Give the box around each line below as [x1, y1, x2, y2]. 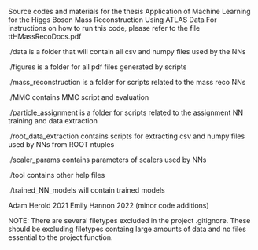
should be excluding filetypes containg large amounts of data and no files [8, 224, 246, 233]
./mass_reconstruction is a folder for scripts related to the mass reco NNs [8, 78, 246, 86]
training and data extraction [8, 116, 98, 125]
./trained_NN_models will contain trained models [8, 186, 165, 195]
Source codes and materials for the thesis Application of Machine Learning [8, 7, 251, 16]
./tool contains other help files [8, 171, 105, 179]
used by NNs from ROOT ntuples [8, 140, 115, 149]
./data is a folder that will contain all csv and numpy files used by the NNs [8, 47, 246, 56]
